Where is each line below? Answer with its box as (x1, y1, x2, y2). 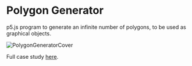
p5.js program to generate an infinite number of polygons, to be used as (6, 23, 187, 31)
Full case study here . (6, 53, 59, 60)
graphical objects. (6, 29, 52, 37)
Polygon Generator (6, 4, 104, 17)
